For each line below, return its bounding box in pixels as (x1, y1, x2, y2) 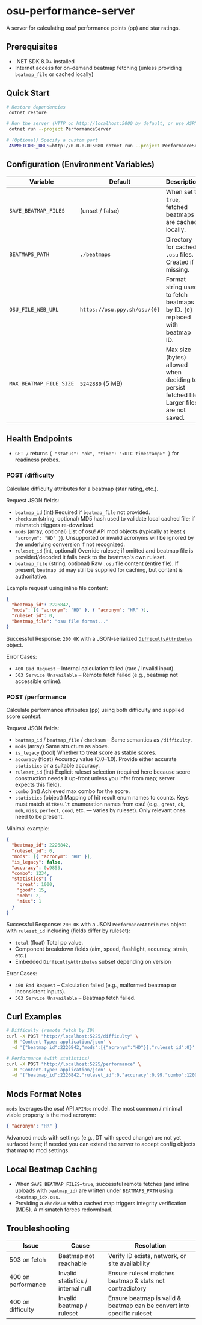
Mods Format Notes (6, 1089, 82, 1099)
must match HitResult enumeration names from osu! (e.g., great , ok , (14, 800, 185, 807)
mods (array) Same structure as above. (14, 743, 109, 750)
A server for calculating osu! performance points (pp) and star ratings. (6, 24, 180, 31)
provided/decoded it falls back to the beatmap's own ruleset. (14, 553, 167, 560)
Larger (165, 398, 185, 406)
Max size (165, 345, 191, 354)
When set (165, 187, 193, 196)
